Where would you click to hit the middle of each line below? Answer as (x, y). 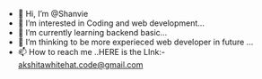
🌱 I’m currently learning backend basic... (92, 32)
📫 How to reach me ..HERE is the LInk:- (92, 52)
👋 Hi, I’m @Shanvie (53, 14)
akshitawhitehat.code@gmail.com (80, 65)
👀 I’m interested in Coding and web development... (111, 23)
